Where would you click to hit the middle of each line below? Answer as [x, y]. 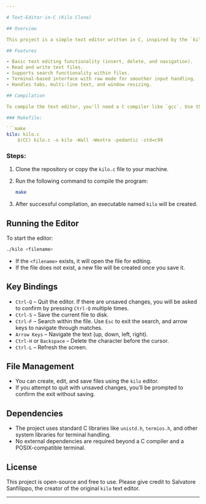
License [22, 467]
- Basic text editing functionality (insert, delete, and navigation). [100, 62]
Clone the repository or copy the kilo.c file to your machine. [92, 169]
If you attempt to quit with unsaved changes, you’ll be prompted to [99, 388]
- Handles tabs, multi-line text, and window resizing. [79, 84]
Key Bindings [32, 287]
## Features [21, 51]
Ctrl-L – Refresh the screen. [51, 347]
